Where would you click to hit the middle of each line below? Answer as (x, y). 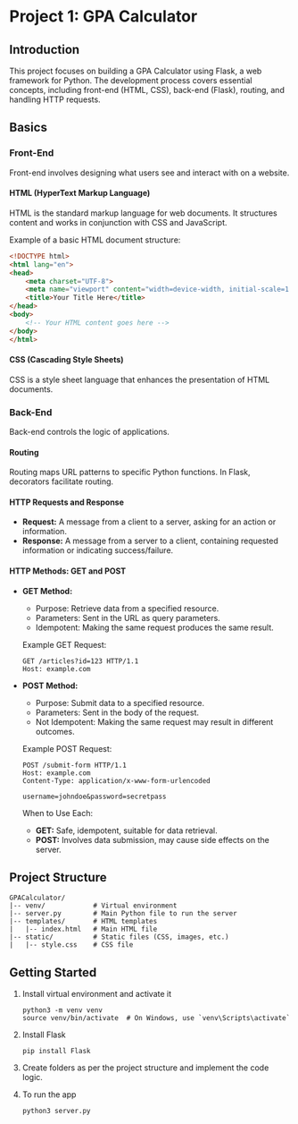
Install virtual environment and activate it (97, 994)
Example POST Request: (67, 748)
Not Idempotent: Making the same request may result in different (154, 721)
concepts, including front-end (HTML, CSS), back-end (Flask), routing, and (147, 90)
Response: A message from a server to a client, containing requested (150, 541)
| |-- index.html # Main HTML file (83, 929)
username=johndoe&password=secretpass (94, 796)
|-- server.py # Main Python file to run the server (124, 914)
